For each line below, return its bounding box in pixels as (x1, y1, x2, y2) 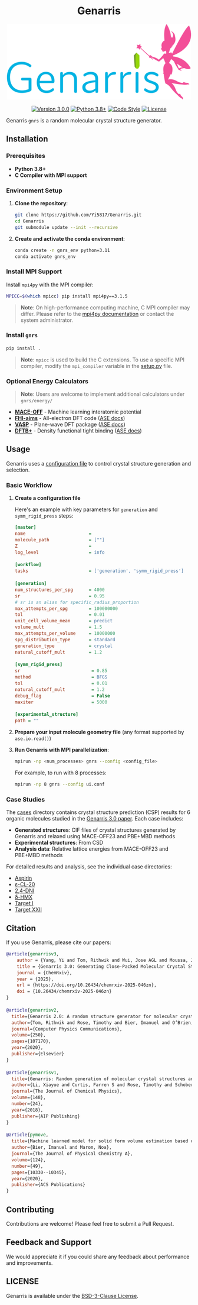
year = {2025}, (16, 976, 54, 982)
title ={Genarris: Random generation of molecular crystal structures (11, 1075, 186, 1082)
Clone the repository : (14, 200, 68, 207)
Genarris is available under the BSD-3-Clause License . (6, 1292, 138, 1299)
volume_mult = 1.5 (14, 624, 103, 631)
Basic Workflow (6, 481, 52, 489)
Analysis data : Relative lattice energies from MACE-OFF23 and (14, 845, 169, 852)
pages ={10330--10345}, (11, 1170, 67, 1175)
